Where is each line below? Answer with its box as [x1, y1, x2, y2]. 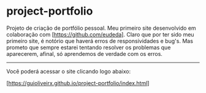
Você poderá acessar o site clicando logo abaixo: [6, 67, 131, 75]
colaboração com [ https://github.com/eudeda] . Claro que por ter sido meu [6, 30, 194, 38]
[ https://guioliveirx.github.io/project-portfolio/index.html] [6, 79, 150, 86]
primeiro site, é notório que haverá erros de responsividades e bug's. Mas [6, 37, 193, 44]
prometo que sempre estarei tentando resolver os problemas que [6, 44, 171, 51]
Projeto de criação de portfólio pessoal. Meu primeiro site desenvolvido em [6, 24, 196, 32]
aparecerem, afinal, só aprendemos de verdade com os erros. [6, 50, 162, 57]
